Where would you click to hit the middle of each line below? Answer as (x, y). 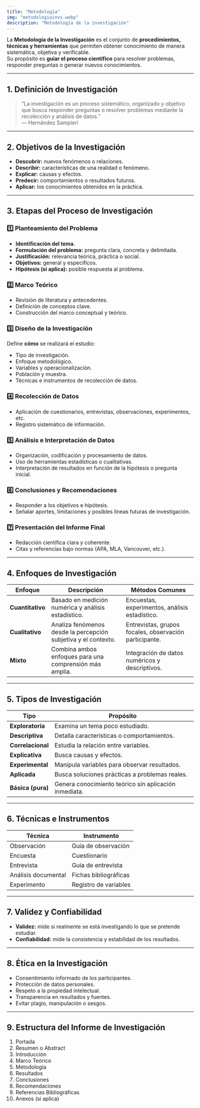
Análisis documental (38, 875)
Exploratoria (27, 726)
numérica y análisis (78, 607)
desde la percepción (80, 632)
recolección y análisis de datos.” (61, 116)
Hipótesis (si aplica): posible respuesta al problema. (80, 269)
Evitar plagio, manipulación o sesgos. (61, 1003)
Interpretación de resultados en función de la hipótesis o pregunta (96, 468)
